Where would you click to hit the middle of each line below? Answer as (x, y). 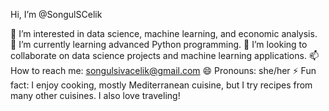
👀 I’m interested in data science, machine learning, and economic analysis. (164, 33)
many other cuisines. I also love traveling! (95, 95)
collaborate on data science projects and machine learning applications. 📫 (164, 55)
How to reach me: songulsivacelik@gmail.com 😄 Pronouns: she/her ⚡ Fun (163, 70)
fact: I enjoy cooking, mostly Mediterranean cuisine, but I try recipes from (161, 85)
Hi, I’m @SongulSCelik (56, 14)
